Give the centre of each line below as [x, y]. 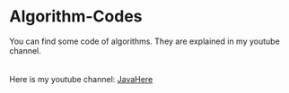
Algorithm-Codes [76, 17]
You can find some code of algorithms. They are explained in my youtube [144, 41]
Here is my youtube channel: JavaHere [81, 79]
